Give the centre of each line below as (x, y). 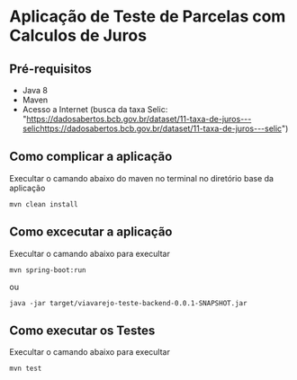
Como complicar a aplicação (91, 157)
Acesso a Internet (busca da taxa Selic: (95, 109)
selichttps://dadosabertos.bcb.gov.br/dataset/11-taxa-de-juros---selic (152, 128)
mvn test (26, 369)
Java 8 (35, 90)
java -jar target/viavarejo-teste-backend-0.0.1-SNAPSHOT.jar (128, 303)
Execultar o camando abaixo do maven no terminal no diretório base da (142, 178)
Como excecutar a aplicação (91, 232)
